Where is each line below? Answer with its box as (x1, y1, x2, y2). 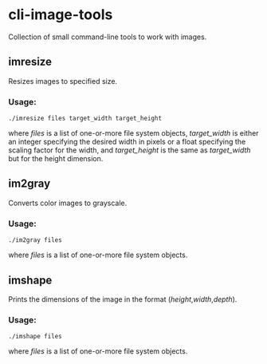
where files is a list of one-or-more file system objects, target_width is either (8, 129, 259, 138)
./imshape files (8, 333, 62, 341)
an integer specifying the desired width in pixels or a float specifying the (8, 137, 246, 147)
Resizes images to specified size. (8, 76, 118, 85)
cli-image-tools (8, 6, 113, 24)
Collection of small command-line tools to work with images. (8, 32, 207, 42)
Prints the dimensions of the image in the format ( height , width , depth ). (8, 294, 238, 304)
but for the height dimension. (8, 154, 104, 164)
